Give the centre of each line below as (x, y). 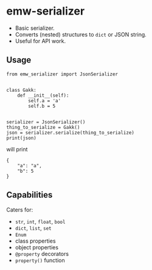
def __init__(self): (43, 95)
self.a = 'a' (45, 101)
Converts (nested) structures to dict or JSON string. (81, 34)
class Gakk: (21, 90)
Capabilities (29, 195)
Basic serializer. (35, 28)
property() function (40, 260)
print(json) (21, 138)
